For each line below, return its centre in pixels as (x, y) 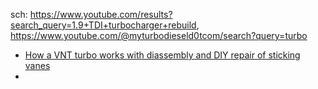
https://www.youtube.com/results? (101, 14)
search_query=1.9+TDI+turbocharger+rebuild (103, 25)
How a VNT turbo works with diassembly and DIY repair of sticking (162, 55)
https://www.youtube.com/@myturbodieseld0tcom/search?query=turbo (159, 35)
